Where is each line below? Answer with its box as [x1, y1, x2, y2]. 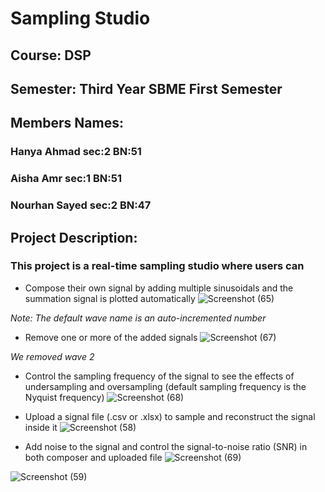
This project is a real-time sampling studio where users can [10, 259, 305, 273]
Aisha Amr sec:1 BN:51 [10, 172, 122, 186]
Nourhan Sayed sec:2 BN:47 [10, 198, 152, 212]
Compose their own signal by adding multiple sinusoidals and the [24, 282, 294, 294]
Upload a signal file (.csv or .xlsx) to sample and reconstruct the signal [24, 410, 316, 422]
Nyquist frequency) [24, 391, 105, 403]
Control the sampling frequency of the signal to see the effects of [24, 370, 295, 382]
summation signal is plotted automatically [24, 292, 196, 304]
